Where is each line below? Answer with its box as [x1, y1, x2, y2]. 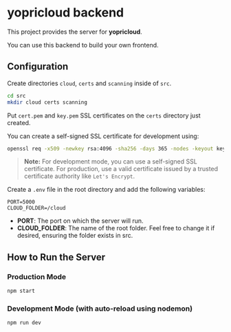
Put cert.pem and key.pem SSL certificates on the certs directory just [7, 111, 201, 120]
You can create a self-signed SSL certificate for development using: [7, 132, 199, 140]
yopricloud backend [7, 5, 124, 21]
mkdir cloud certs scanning [7, 98, 88, 106]
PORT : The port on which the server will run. [16, 217, 144, 225]
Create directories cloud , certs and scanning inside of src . [7, 79, 172, 87]
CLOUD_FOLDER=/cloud [7, 205, 67, 212]
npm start [7, 287, 36, 295]
